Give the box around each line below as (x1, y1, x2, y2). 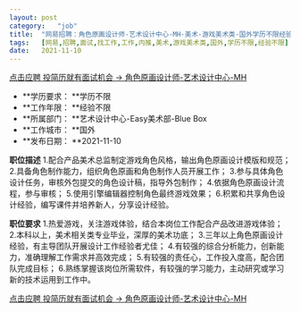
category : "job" (9, 21, 78, 30)
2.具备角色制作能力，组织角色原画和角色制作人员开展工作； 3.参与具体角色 (9, 166, 284, 177)
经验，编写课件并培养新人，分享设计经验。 (16, 199, 174, 210)
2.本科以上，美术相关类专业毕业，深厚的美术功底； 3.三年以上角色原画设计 (9, 230, 284, 240)
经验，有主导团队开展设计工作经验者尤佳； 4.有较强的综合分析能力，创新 (9, 240, 277, 251)
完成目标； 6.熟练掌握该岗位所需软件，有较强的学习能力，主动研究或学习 (16, 263, 285, 274)
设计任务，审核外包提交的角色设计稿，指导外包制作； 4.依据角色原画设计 (9, 177, 277, 188)
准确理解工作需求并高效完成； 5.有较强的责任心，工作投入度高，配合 (24, 252, 277, 263)
